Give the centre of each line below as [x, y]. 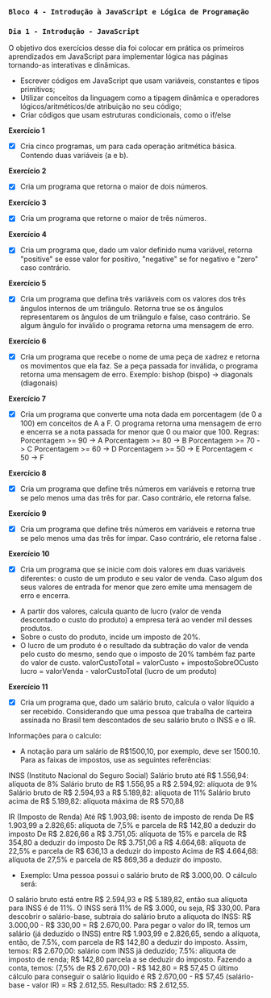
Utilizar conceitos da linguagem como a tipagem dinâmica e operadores [140, 98]
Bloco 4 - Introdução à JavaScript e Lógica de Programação [129, 12]
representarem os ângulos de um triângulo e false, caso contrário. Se [135, 317]
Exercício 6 [27, 341]
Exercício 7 [27, 398]
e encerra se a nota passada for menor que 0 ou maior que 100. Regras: [140, 431]
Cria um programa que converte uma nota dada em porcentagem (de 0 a [141, 414]
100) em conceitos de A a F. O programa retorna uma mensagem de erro [141, 423]
